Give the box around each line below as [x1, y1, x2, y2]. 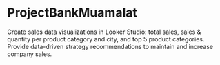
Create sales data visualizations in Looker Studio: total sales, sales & [7, 28, 201, 36]
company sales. [7, 50, 52, 58]
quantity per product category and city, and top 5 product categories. [7, 35, 205, 43]
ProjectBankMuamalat [7, 5, 138, 21]
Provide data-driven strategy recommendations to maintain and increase [7, 42, 214, 50]
